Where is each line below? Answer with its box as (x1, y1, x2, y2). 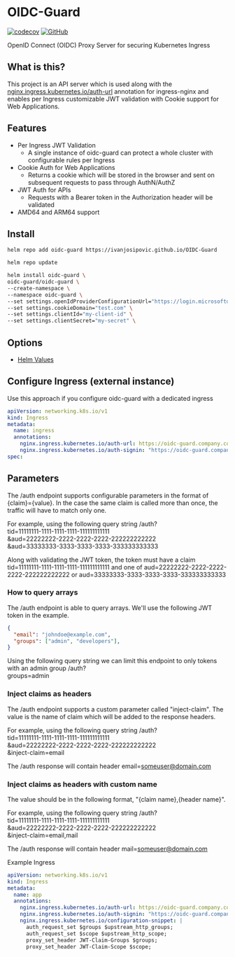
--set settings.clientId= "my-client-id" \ (7, 311, 133, 318)
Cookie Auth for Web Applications (17, 163, 115, 171)
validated (27, 200, 55, 208)
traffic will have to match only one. (7, 506, 107, 514)
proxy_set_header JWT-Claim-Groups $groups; (25, 937, 158, 944)
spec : (7, 453, 23, 460)
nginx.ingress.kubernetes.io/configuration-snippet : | (20, 917, 183, 924)
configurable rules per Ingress (27, 155, 115, 164)
